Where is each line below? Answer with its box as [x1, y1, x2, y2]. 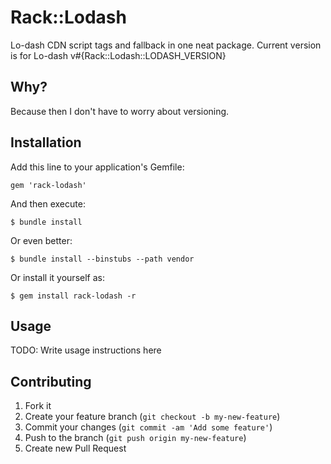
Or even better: [10, 234, 73, 246]
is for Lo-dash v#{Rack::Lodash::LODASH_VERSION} [10, 49, 227, 61]
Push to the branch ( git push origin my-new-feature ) [24, 432, 247, 444]
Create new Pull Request [24, 442, 127, 455]
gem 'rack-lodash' [10, 180, 87, 190]
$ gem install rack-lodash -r [10, 291, 137, 301]
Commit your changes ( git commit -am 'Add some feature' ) [24, 421, 273, 433]
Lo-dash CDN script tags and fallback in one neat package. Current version [10, 39, 322, 51]
